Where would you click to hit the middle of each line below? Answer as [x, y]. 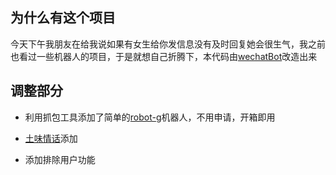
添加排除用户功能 [60, 159]
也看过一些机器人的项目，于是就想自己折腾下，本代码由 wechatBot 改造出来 [164, 56]
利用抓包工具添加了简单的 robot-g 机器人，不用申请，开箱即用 [150, 117]
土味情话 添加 [51, 138]
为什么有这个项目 [63, 18]
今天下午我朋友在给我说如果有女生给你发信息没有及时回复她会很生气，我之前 [168, 44]
